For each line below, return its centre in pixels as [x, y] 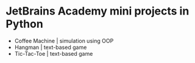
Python [24, 24]
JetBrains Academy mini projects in [97, 11]
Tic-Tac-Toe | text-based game [54, 53]
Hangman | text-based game [51, 47]
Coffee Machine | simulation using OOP [64, 41]
